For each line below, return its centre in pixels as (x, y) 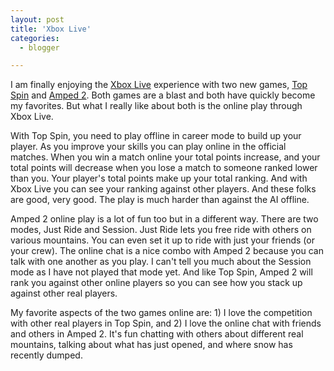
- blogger (39, 47)
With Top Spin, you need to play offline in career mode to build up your (156, 136)
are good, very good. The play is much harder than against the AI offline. (160, 200)
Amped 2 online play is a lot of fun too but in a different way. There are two (164, 219)
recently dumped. (46, 355)
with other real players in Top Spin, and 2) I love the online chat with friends (166, 323)
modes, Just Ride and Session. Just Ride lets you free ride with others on (161, 230)
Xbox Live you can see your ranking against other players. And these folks (163, 189)
